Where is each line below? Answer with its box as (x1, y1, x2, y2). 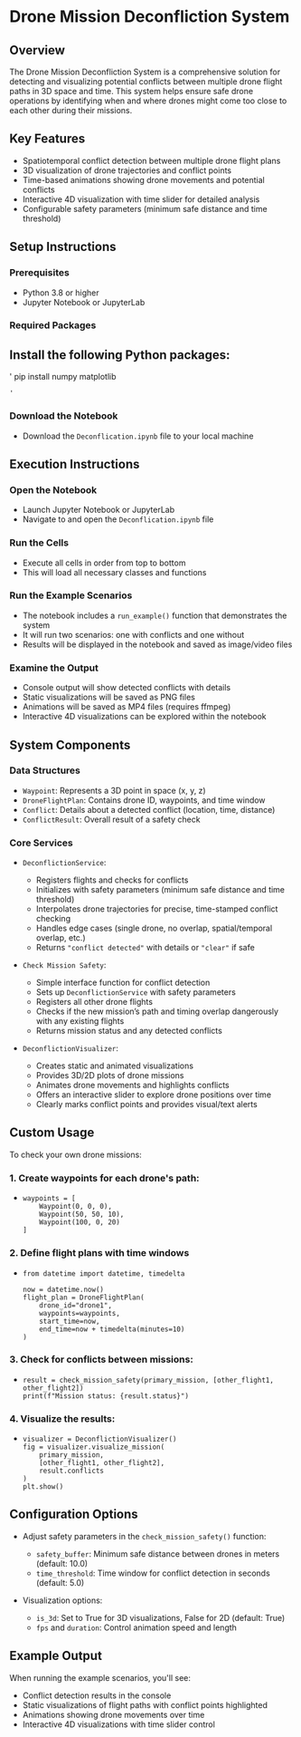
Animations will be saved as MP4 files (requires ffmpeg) (22, 701, 231, 712)
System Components (9, 737, 131, 753)
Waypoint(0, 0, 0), (39, 1202, 113, 1211)
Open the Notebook (9, 483, 98, 496)
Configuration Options (9, 1507, 138, 1522)
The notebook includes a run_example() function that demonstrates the (22, 610, 287, 621)
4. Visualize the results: (9, 1412, 116, 1424)
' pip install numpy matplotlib (9, 372, 117, 382)
